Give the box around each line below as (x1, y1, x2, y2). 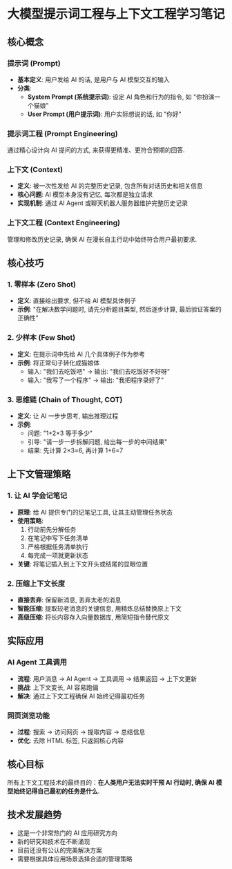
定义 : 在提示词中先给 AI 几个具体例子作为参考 (17, 350, 146, 358)
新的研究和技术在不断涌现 (17, 837, 90, 846)
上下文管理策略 (7, 468, 71, 480)
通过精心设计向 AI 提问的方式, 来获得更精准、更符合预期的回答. (7, 146, 185, 154)
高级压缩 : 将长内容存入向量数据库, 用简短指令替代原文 (17, 613, 170, 622)
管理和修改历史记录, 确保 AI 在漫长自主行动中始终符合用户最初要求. (7, 235, 197, 243)
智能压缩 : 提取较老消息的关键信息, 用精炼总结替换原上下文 (17, 604, 182, 613)
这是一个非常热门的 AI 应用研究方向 (17, 828, 118, 837)
